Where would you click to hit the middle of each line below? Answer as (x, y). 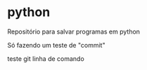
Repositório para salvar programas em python (74, 31)
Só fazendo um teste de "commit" (56, 45)
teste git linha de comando (46, 58)
